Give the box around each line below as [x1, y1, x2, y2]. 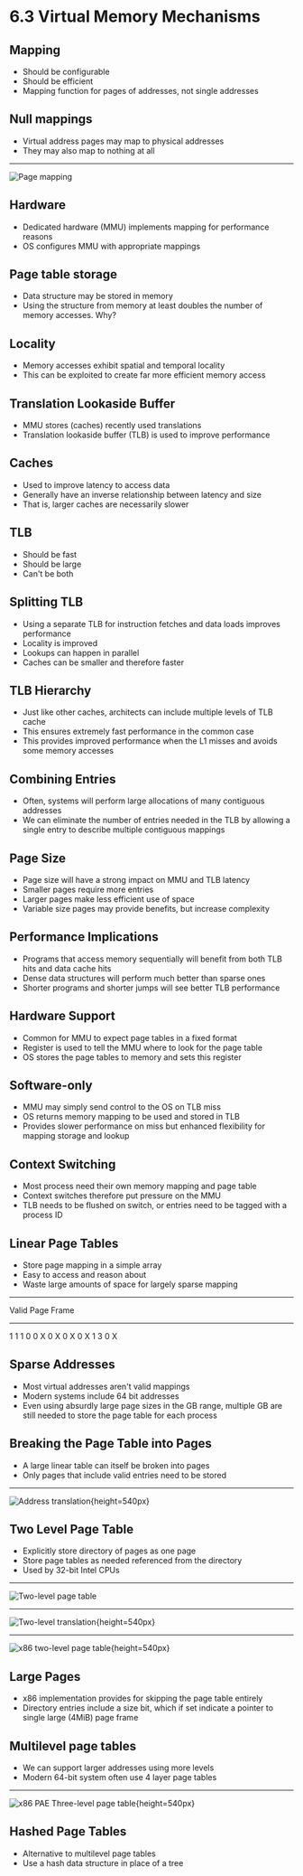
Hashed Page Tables [9, 1824, 127, 1840]
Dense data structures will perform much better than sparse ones [22, 972, 266, 983]
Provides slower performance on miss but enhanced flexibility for [22, 1121, 266, 1131]
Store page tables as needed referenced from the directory [22, 1555, 243, 1566]
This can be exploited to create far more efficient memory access [22, 370, 266, 380]
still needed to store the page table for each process [22, 1410, 218, 1421]
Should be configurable [22, 66, 110, 77]
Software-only [9, 1077, 93, 1093]
